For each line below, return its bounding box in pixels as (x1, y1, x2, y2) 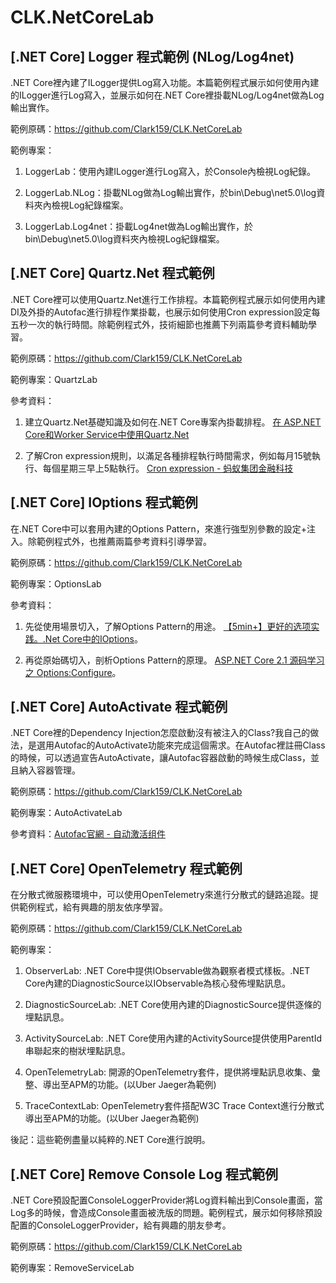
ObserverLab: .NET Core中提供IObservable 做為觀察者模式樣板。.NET (24, 965, 311, 977)
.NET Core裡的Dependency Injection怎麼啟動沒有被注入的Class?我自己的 (10, 727, 311, 739)
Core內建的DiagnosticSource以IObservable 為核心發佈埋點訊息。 (24, 977, 292, 990)
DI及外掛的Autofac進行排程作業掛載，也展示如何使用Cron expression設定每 (10, 306, 321, 318)
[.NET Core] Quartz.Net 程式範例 (10, 265, 215, 282)
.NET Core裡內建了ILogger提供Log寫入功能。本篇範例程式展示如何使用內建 (10, 77, 320, 88)
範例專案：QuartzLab (10, 373, 98, 385)
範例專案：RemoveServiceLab (10, 1262, 135, 1274)
